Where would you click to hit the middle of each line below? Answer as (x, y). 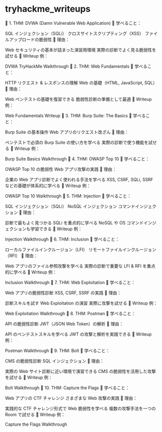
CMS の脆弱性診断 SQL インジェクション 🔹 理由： (55, 361)
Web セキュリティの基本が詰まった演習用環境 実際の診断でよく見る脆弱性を (81, 50)
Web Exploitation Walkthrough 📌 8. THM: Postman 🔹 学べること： (70, 313)
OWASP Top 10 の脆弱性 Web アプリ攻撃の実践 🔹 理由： (61, 169)
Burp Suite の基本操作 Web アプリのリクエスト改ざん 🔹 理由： (67, 132)
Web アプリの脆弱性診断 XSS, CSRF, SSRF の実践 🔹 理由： (63, 293)
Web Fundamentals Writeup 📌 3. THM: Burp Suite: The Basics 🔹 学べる (75, 115)
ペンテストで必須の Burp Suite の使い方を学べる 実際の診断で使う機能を (77, 142)
